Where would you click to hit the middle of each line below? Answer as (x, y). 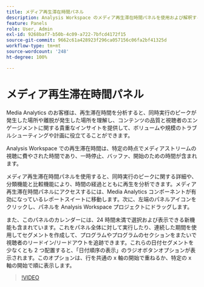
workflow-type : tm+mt (34, 46)
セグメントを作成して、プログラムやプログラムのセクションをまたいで (110, 235)
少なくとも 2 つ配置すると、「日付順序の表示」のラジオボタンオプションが (98, 250)
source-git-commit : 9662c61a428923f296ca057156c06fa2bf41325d (87, 40)
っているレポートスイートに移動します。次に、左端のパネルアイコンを (109, 199)
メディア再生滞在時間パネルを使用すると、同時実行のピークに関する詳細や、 (102, 176)
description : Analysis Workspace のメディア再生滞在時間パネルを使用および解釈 (99, 18)
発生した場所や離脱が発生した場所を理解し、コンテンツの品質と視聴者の (97, 120)
